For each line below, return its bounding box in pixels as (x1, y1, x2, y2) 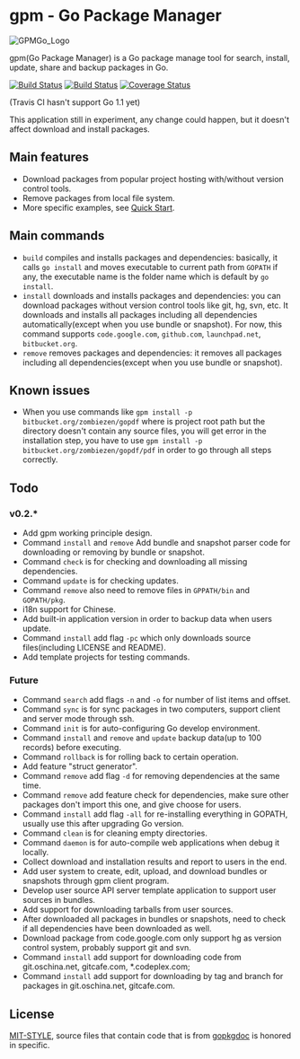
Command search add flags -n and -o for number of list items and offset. (22, 695, 291, 705)
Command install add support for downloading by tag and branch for (22, 971, 284, 982)
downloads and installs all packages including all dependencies (22, 309, 258, 319)
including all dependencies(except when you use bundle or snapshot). (22, 356, 283, 368)
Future (9, 674, 39, 687)
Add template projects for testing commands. (22, 652, 190, 662)
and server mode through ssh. (22, 713, 135, 724)
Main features (9, 150, 90, 165)
